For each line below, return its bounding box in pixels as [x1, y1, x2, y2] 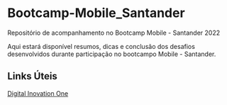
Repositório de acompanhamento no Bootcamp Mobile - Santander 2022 [7, 28, 221, 37]
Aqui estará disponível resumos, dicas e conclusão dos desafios [7, 42, 195, 50]
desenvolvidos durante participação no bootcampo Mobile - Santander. [7, 50, 216, 58]
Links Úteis [7, 70, 58, 82]
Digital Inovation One [7, 89, 69, 97]
